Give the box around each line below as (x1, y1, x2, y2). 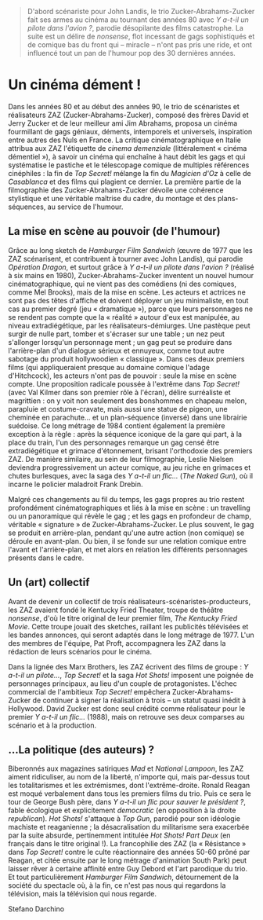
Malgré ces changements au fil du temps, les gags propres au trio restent (8, 494, 245, 504)
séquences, (8, 202, 46, 211)
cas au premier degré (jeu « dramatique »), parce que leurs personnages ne (8, 304, 253, 313)
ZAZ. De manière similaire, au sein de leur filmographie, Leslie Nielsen (8, 454, 234, 464)
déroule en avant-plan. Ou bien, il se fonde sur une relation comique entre (8, 536, 247, 545)
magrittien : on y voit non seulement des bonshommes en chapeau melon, (8, 396, 247, 405)
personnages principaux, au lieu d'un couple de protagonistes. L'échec (8, 679, 237, 688)
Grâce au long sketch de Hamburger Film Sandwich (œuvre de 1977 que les (8, 245, 253, 255)
